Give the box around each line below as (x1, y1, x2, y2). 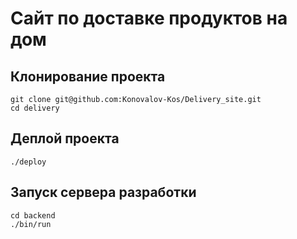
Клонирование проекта (10, 68, 166, 85)
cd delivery (10, 103, 60, 113)
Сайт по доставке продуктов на (10, 7, 288, 30)
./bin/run (10, 219, 52, 229)
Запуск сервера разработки (10, 184, 197, 201)
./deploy (10, 157, 47, 167)
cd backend (10, 210, 56, 221)
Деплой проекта (10, 130, 120, 147)
